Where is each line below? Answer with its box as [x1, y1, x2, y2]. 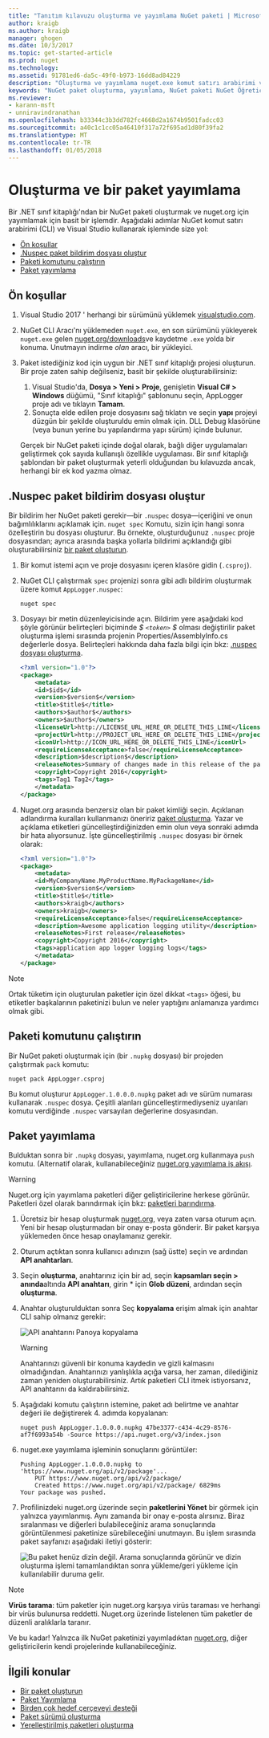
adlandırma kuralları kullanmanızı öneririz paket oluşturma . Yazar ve [19, 813, 244, 823]
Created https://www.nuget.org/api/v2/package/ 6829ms [34, 1482, 222, 1490]
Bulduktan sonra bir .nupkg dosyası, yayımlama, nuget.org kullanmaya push [8, 1150, 255, 1160]
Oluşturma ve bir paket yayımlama [8, 181, 242, 199]
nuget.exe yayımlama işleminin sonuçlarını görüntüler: [19, 1445, 198, 1455]
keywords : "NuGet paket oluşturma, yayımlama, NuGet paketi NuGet [8, 86, 235, 95]
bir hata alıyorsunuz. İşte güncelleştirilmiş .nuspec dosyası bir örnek [19, 830, 243, 840]
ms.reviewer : [8, 94, 52, 102]
